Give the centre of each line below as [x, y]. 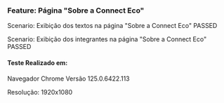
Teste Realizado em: [38, 62]
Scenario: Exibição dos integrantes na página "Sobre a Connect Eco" [107, 39]
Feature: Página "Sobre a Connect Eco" [76, 11]
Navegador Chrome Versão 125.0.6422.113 [68, 78]
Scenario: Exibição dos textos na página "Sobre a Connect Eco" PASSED [112, 26]
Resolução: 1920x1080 [40, 92]
